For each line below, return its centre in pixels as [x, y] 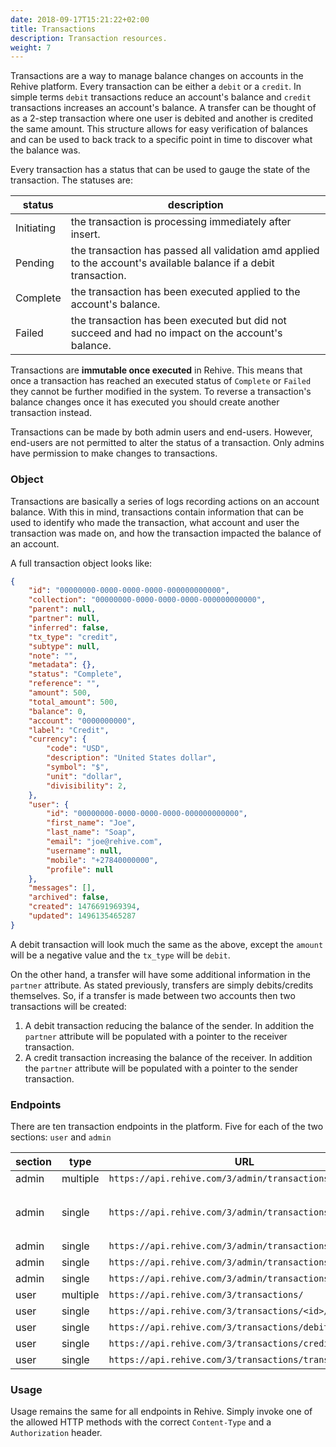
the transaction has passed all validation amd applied [195, 251]
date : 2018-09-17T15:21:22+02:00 [80, 19]
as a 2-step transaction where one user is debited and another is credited [162, 118]
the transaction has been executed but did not [178, 321]
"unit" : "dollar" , [84, 776]
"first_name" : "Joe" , [91, 823]
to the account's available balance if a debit [172, 263]
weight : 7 [31, 47]
